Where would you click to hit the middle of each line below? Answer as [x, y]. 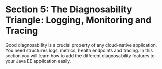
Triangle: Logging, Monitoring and [78, 20]
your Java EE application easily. [38, 61]
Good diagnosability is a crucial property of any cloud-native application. [81, 45]
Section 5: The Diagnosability [69, 9]
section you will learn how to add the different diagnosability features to [80, 56]
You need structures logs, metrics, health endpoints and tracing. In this [79, 50]
